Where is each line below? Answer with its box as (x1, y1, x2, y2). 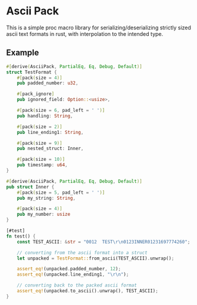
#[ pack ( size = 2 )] (17, 124, 62, 130)
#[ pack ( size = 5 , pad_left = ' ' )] (17, 190, 105, 196)
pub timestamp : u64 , (17, 162, 68, 168)
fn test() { (6, 233, 36, 239)
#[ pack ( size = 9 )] (17, 140, 62, 146)
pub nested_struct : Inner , (17, 145, 84, 152)
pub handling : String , (17, 112, 73, 119)
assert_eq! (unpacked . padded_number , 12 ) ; (17, 266, 121, 272)
